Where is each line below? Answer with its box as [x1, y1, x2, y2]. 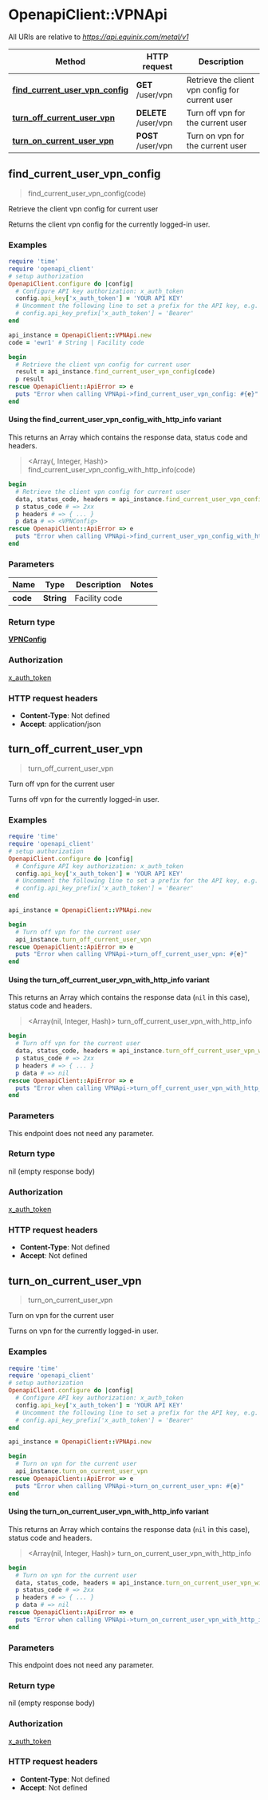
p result [15, 375, 45, 384]
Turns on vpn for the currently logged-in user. [8, 1326, 160, 1336]
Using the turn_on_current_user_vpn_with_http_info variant [8, 1506, 209, 1517]
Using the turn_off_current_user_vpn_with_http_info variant [8, 975, 210, 985]
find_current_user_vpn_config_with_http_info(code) [27, 465, 195, 474]
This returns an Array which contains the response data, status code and [8, 432, 248, 442]
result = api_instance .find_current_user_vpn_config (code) [15, 368, 216, 376]
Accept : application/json [19, 720, 101, 729]
